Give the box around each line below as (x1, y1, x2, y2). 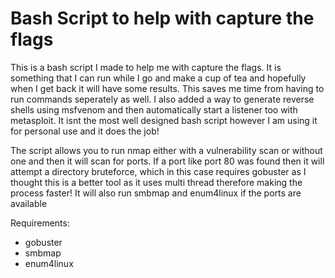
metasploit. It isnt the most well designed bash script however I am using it (10, 114, 318, 126)
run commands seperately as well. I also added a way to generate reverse (10, 93, 315, 105)
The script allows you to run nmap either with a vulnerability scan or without (10, 144, 323, 156)
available (10, 197, 48, 209)
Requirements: (10, 217, 70, 229)
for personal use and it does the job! (10, 125, 160, 137)
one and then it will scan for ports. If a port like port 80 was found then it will (10, 155, 325, 167)
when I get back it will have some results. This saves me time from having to (10, 82, 325, 94)
